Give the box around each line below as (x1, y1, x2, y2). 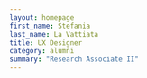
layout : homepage (9, 13, 75, 22)
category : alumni (9, 47, 75, 56)
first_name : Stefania (9, 22, 91, 30)
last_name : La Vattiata (9, 30, 99, 39)
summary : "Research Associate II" (9, 55, 140, 64)
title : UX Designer (9, 38, 83, 48)
